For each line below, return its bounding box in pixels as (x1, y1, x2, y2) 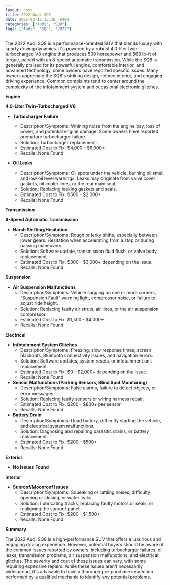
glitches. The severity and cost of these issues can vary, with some (5, 558, 146, 564)
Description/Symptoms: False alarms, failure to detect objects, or (20, 385, 156, 391)
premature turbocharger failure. (20, 134, 87, 140)
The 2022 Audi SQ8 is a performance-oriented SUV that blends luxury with (5, 40, 162, 46)
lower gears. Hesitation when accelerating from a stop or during (20, 237, 154, 243)
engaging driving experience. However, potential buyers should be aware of (5, 542, 164, 548)
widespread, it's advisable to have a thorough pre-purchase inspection (5, 569, 153, 575)
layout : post (5, 7, 33, 13)
